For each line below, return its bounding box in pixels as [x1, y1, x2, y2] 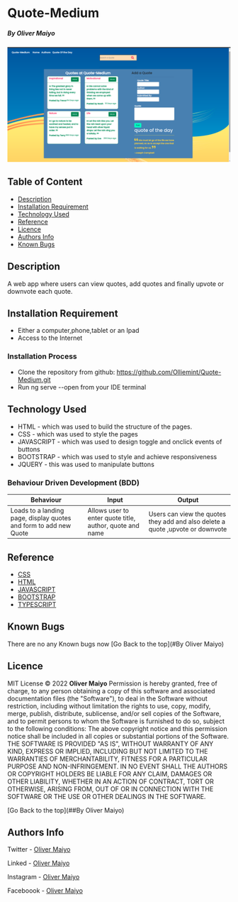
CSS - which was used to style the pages [17, 429, 138, 438]
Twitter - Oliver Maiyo [7, 845, 71, 854]
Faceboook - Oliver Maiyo [7, 886, 84, 895]
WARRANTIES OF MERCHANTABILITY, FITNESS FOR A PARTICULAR [7, 754, 208, 763]
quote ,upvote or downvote [148, 525, 227, 534]
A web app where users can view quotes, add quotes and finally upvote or [7, 279, 225, 288]
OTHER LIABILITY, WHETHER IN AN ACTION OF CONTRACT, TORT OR [7, 777, 214, 786]
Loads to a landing [10, 506, 64, 515]
